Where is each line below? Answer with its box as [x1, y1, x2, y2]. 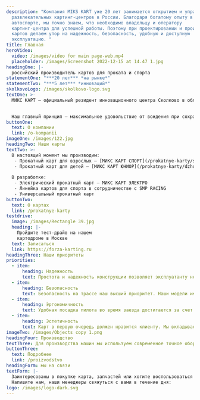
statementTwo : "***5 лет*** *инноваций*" [6, 81, 111, 87]
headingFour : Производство [6, 335, 73, 341]
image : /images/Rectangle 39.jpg [11, 218, 95, 225]
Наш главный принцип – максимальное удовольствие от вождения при [11, 114, 180, 120]
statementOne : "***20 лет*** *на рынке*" [6, 75, 111, 81]
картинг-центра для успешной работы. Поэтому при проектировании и [11, 25, 183, 32]
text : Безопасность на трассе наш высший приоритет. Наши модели [21, 290, 187, 296]
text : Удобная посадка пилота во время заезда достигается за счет [21, 307, 193, 313]
